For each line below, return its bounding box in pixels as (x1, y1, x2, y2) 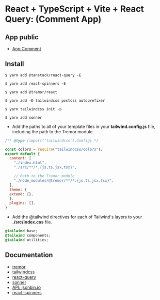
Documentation (5, 251, 53, 259)
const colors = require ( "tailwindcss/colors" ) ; (5, 147, 103, 152)
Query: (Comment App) (5, 14, 102, 25)
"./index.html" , (14, 160, 47, 165)
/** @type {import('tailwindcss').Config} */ (5, 138, 98, 143)
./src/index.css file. (12, 219, 52, 225)
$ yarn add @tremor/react (5, 90, 57, 95)
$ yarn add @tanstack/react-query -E (5, 73, 81, 78)
